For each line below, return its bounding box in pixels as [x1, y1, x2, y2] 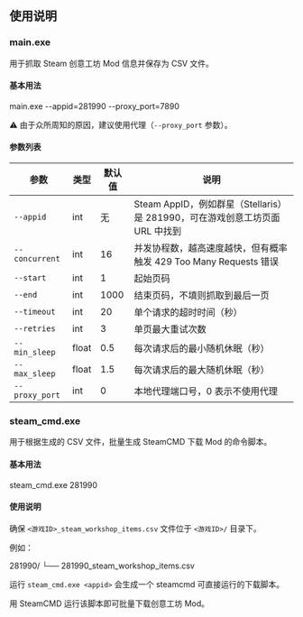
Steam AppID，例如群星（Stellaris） [133, 198, 287, 210]
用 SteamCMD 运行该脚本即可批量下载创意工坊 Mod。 [9, 598, 210, 609]
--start [14, 273, 47, 283]
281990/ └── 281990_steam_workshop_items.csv [9, 560, 196, 571]
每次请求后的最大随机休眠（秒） [133, 364, 271, 376]
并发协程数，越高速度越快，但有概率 [133, 242, 289, 254]
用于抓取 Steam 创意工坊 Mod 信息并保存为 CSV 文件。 [9, 58, 214, 69]
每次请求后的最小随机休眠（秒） [133, 342, 271, 355]
